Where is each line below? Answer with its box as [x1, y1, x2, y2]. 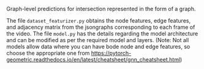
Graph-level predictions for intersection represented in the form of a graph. [6, 5, 196, 12]
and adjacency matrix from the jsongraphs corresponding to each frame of [6, 24, 195, 31]
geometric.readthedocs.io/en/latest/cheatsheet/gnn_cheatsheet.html [6, 56, 181, 63]
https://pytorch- [91, 49, 132, 57]
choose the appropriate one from [6, 49, 90, 57]
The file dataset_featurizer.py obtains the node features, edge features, [6, 17, 191, 24]
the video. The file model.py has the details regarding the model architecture [6, 30, 198, 37]
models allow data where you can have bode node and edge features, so [6, 43, 191, 50]
